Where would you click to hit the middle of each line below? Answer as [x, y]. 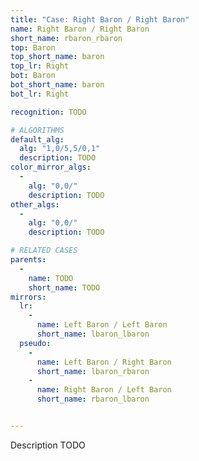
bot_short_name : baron [57, 85]
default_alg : [37, 139]
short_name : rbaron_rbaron [66, 38]
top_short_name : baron [57, 57]
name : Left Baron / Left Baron [102, 325]
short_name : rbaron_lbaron [93, 399]
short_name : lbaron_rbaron [93, 371]
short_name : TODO [64, 287]
